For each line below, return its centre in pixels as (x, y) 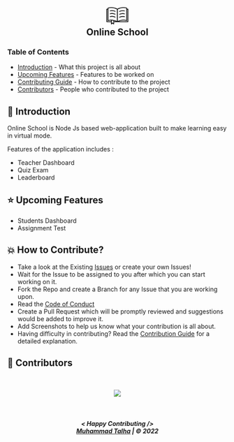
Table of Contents (38, 52)
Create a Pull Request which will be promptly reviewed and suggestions (120, 311)
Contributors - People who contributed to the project (93, 89)
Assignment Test (42, 228)
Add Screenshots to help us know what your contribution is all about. (117, 326)
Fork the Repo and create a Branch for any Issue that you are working (117, 289)
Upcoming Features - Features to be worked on (86, 75)
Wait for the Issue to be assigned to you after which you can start (111, 274)
